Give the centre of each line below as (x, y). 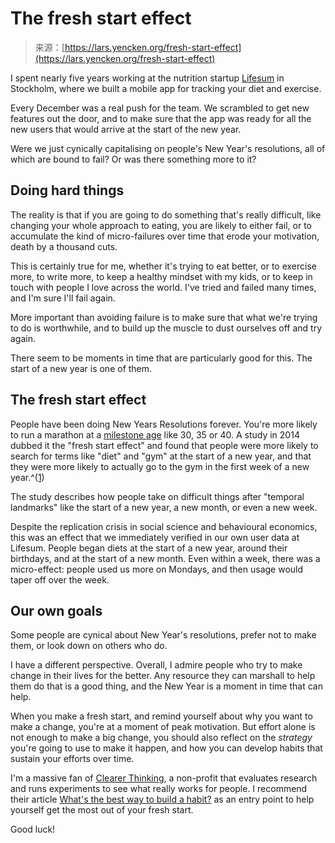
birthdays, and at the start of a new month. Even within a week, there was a (165, 558)
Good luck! (33, 829)
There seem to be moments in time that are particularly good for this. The (161, 358)
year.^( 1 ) (27, 477)
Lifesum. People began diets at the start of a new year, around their (149, 548)
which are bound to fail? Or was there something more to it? (133, 159)
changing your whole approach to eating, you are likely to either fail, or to (161, 225)
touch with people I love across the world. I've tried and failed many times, (163, 287)
